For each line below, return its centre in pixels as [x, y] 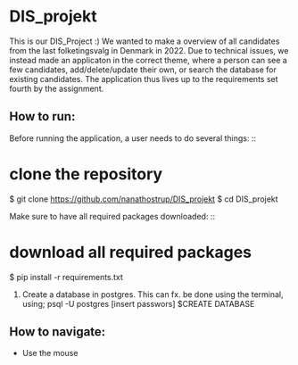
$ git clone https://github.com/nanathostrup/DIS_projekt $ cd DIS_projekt [144, 199]
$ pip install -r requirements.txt [66, 277]
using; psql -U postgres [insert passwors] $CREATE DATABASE [138, 303]
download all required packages [131, 252]
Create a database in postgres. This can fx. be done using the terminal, [153, 294]
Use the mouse [50, 353]
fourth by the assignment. [57, 88]
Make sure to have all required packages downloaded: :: [112, 216]
